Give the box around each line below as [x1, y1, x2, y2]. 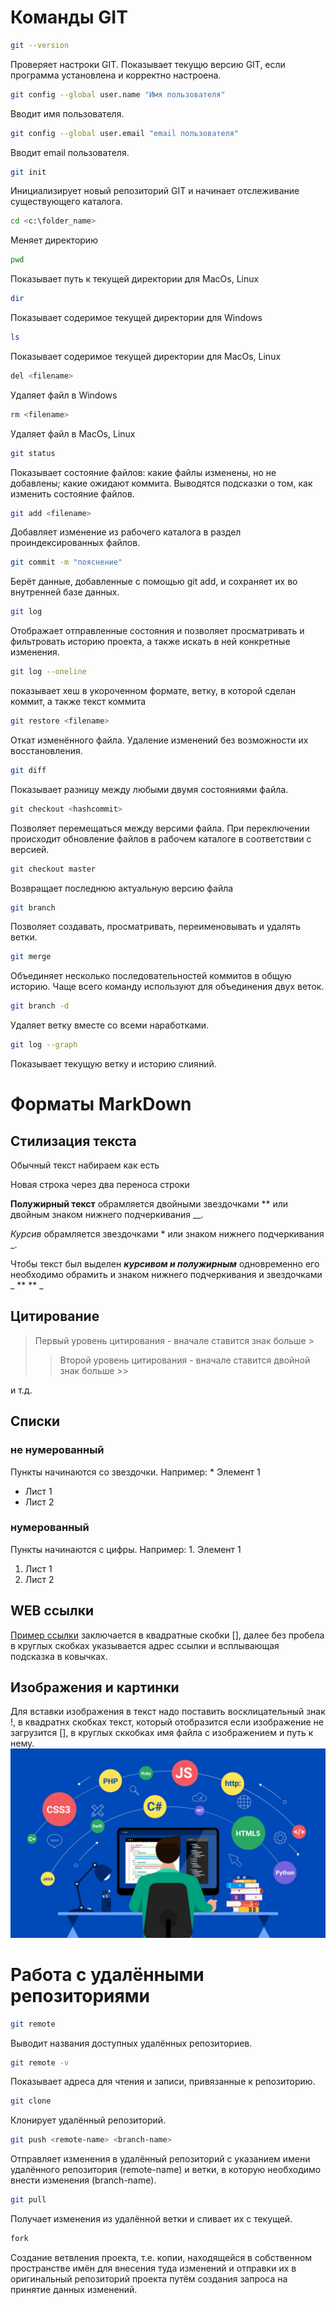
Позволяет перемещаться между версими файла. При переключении [10, 822, 310, 834]
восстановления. [10, 744, 83, 756]
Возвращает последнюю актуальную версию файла [10, 882, 234, 894]
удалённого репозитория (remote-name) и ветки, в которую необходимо [10, 2164, 322, 2176]
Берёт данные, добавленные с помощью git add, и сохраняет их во [10, 576, 298, 588]
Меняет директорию [10, 234, 98, 246]
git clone [10, 2096, 52, 2106]
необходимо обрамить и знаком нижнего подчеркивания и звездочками [10, 1269, 323, 1281]
